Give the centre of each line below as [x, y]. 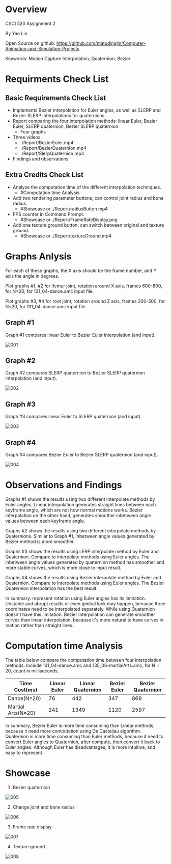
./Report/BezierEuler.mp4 [47, 142]
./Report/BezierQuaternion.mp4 [53, 148]
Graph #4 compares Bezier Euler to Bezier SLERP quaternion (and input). [82, 454]
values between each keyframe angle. [45, 521]
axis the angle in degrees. [32, 276]
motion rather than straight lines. [39, 625]
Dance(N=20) [25, 698]
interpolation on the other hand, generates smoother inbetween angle [78, 515]
